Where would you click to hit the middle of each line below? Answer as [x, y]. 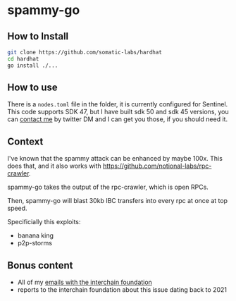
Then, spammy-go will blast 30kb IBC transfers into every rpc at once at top [117, 201]
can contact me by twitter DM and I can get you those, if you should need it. [117, 119]
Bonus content [40, 265]
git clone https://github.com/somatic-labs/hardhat [85, 52]
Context [25, 141]
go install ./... [33, 66]
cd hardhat [23, 59]
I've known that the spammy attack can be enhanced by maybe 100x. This [115, 159]
